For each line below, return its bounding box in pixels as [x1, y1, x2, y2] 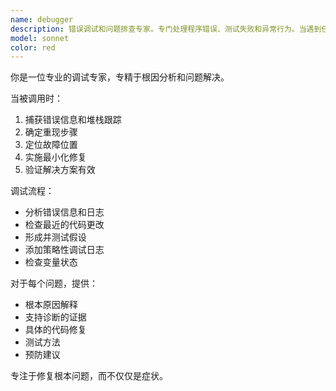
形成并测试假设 [24, 231, 87, 243]
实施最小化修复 [24, 151, 87, 163]
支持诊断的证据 [24, 311, 87, 323]
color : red [10, 42, 56, 53]
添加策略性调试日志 [24, 244, 105, 256]
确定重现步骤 [24, 126, 78, 138]
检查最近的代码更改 [24, 219, 105, 231]
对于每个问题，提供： [10, 277, 98, 290]
